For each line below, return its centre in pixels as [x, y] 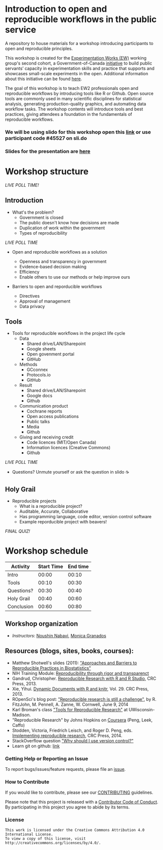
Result [26, 385]
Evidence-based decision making [53, 266]
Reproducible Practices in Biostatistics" [52, 668]
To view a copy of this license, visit [45, 839]
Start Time [51, 567]
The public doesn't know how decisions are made [69, 222]
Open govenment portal [50, 354]
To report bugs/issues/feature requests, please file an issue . [65, 769]
